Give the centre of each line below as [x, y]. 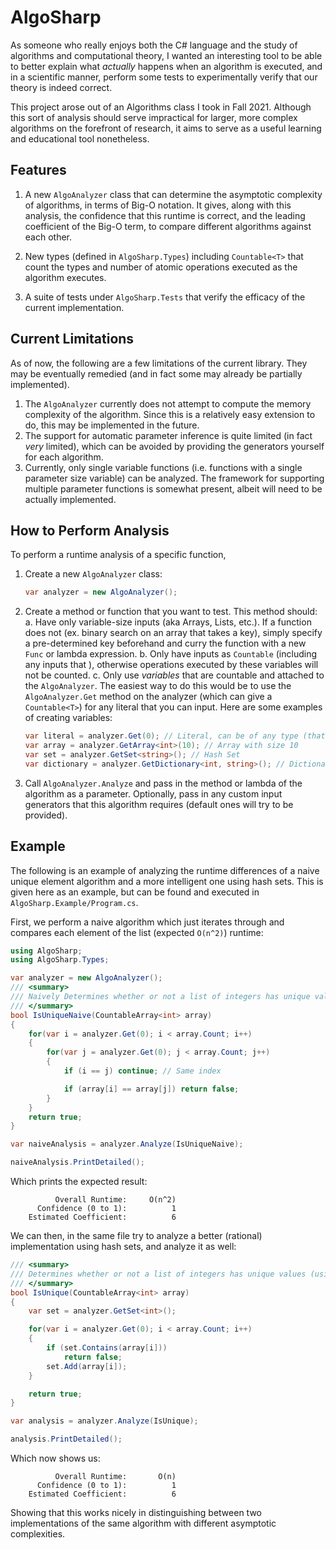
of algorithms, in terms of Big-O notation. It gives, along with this [158, 205]
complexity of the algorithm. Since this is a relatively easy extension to [170, 414]
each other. [48, 237]
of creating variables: [68, 718]
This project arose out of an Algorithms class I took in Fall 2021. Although [161, 107]
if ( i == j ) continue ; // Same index [142, 1071]
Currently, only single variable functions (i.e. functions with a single [163, 467]
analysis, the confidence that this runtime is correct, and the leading [165, 215]
